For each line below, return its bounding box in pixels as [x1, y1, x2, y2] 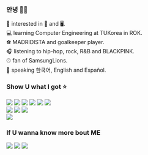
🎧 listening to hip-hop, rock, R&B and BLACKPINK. [6, 48, 135, 55]
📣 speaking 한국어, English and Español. [6, 66, 106, 74]
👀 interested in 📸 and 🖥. [6, 20, 65, 28]
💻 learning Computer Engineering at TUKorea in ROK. [6, 29, 142, 37]
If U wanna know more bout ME [6, 128, 101, 137]
